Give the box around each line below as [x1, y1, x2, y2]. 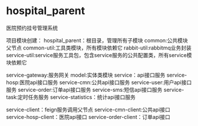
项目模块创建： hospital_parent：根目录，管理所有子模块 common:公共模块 [6, 37, 188, 44]
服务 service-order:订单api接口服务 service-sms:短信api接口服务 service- [6, 86, 184, 93]
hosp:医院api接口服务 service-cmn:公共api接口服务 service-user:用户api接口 [6, 78, 192, 86]
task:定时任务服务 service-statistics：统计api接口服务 [6, 93, 136, 101]
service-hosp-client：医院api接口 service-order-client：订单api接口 [6, 113, 171, 120]
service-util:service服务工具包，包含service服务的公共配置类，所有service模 [6, 51, 192, 58]
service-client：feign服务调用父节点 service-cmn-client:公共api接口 [6, 106, 171, 113]
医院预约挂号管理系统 [6, 24, 58, 31]
